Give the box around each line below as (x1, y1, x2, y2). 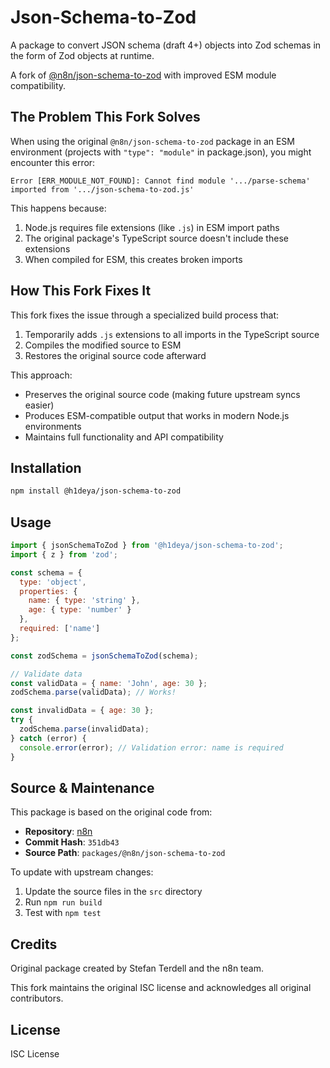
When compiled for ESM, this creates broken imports (24, 253, 243, 265)
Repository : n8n (24, 826, 93, 838)
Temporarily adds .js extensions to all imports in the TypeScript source (24, 328, 320, 340)
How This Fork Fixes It (10, 282, 152, 300)
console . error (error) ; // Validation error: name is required (19, 742, 284, 753)
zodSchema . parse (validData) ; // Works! (10, 687, 177, 698)
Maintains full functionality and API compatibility (24, 431, 224, 443)
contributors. (10, 992, 64, 1005)
